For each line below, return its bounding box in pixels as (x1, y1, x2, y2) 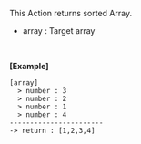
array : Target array (22, 26, 96, 36)
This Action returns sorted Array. (9, 8, 133, 18)
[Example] (9, 61, 49, 71)
